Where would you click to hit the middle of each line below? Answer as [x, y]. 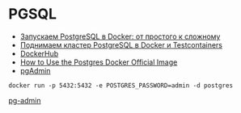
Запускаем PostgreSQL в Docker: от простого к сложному [120, 36]
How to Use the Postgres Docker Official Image [99, 62]
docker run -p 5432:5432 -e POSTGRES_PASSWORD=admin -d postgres [120, 86]
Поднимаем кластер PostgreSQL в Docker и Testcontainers [121, 44]
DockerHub [39, 53]
